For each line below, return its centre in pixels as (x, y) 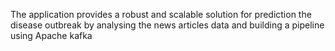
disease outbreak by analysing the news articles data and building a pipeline (167, 25)
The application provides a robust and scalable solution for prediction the (161, 14)
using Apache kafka (51, 35)
